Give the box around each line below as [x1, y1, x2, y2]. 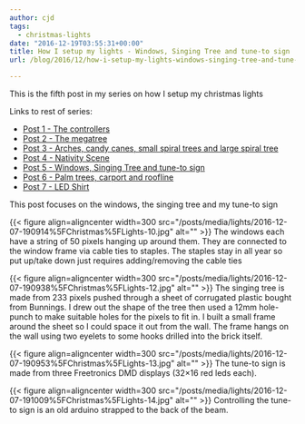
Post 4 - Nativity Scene [22, 153, 111, 163]
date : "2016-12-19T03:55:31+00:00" [9, 38, 144, 48]
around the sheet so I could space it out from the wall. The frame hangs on [9, 321, 289, 331]
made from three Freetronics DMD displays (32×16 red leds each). [9, 368, 257, 378]
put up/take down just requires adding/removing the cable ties [9, 255, 242, 266]
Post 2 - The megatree [22, 133, 108, 143]
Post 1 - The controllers [22, 123, 111, 134]
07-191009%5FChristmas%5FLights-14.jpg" [9, 395, 174, 405]
